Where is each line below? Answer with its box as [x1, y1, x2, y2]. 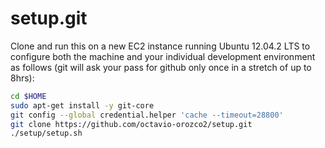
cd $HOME [10, 91, 47, 101]
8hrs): [10, 72, 35, 84]
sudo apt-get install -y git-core [10, 100, 155, 111]
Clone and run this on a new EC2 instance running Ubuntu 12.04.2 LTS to [10, 40, 311, 52]
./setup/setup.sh [10, 128, 83, 139]
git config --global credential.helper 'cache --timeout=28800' [10, 110, 284, 120]
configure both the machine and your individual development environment [10, 50, 316, 62]
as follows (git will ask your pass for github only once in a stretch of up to [10, 61, 312, 73]
